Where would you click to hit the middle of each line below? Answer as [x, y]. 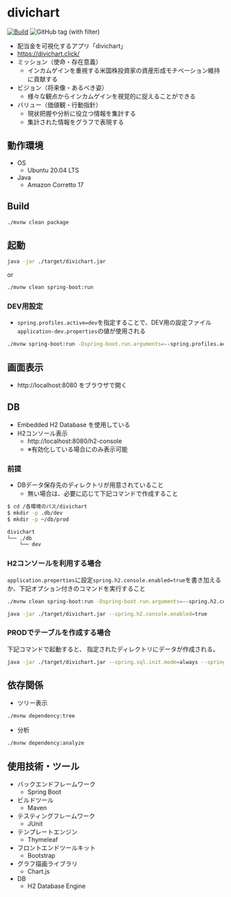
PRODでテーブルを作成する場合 [59, 633]
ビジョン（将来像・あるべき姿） [62, 87]
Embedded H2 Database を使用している [74, 424]
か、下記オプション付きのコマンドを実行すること [76, 588]
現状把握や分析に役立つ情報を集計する [81, 113]
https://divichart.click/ [48, 54]
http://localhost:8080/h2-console [75, 441]
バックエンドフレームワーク [56, 784]
